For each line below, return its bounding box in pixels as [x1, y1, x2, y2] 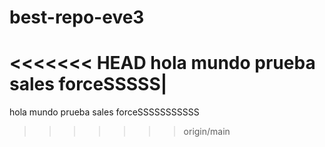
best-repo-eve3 [9, 6, 145, 29]
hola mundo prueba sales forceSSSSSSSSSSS [9, 106, 200, 118]
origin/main [183, 126, 231, 138]
